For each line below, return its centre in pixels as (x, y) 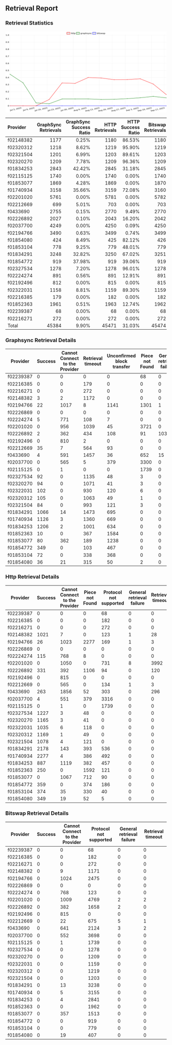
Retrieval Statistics (29, 23)
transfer (121, 367)
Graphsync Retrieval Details (41, 340)
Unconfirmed (121, 355)
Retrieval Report (32, 8)
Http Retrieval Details (32, 577)
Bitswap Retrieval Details (37, 813)
